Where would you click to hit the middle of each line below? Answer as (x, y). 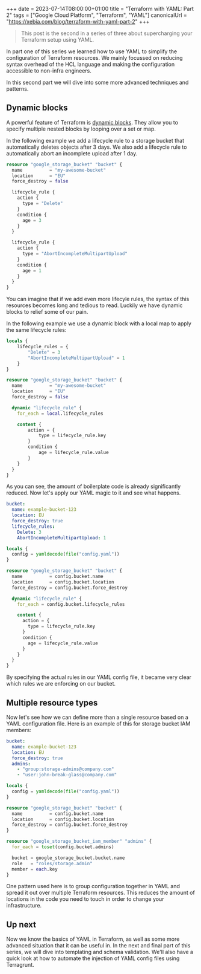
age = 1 (32, 271)
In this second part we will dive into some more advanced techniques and (97, 82)
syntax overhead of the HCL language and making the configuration (91, 64)
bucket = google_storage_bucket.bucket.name (68, 858)
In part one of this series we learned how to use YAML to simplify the (92, 51)
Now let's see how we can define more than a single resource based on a (97, 717)
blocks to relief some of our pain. (47, 312)
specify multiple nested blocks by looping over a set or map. (81, 129)
